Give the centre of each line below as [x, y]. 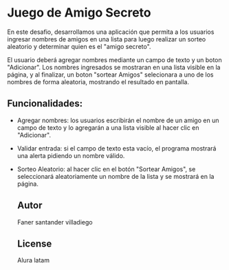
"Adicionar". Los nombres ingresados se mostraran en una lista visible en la [114, 67]
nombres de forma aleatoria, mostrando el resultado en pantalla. [98, 81]
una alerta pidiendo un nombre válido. [71, 155]
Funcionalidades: [45, 104]
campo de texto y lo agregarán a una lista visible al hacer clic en [108, 127]
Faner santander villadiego [55, 222]
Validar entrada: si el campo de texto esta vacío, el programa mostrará [117, 148]
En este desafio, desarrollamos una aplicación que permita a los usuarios [111, 32]
